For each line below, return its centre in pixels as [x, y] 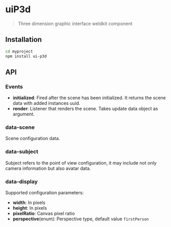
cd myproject [19, 51]
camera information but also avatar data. [48, 168]
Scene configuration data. [33, 139]
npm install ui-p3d [26, 56]
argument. [24, 114]
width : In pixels [29, 202]
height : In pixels [30, 208]
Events [14, 86]
